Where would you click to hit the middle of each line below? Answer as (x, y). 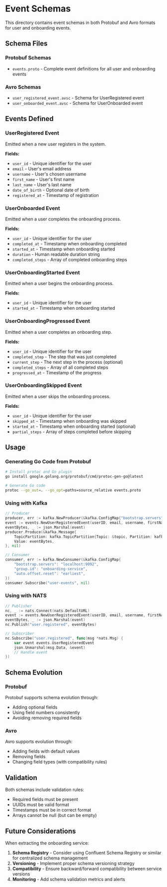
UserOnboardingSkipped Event (43, 385)
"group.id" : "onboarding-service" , (51, 569)
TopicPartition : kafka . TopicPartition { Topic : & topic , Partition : (83, 537)
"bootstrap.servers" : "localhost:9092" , (56, 564)
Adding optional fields (35, 707)
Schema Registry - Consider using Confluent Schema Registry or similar (87, 853)
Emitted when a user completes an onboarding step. (59, 332)
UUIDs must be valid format (41, 805)
